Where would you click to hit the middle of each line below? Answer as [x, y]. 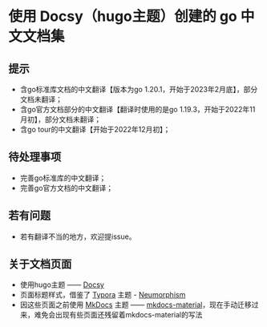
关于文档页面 [40, 264]
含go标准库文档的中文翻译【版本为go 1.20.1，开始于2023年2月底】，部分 [139, 89]
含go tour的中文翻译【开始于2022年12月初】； [95, 129]
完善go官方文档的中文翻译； [67, 188]
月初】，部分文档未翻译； [61, 119]
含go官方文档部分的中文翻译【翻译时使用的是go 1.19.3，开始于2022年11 [138, 109]
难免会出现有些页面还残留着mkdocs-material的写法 [118, 315]
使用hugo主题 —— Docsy [62, 285]
